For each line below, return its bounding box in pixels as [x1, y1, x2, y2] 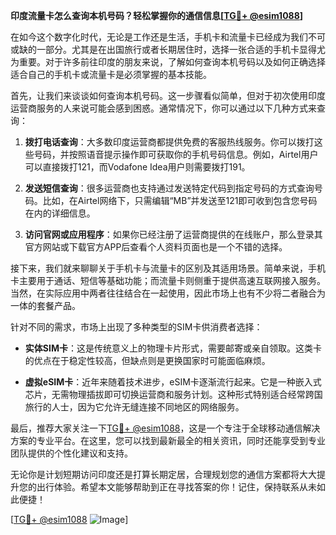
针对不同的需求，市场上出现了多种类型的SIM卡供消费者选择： [10, 321, 263, 333]
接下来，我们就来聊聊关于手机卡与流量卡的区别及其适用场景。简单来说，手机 [10, 262, 326, 274]
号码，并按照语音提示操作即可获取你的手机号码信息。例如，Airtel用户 [33, 149, 319, 160]
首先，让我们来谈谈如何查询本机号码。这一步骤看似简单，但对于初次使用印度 [10, 90, 326, 101]
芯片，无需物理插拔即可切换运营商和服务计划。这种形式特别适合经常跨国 [24, 389, 323, 400]
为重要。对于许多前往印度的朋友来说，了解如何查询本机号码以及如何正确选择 [10, 56, 326, 68]
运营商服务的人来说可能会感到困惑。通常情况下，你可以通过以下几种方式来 [10, 102, 317, 114]
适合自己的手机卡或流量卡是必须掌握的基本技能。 [10, 69, 212, 80]
